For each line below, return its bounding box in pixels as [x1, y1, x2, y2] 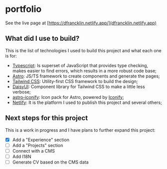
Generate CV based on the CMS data [12, 159, 89, 165]
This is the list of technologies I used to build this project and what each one [5, 47, 162, 53]
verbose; [12, 88, 31, 95]
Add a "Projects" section [12, 142, 63, 148]
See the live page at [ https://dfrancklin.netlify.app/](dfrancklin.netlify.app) [5, 20, 157, 26]
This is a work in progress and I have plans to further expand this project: [5, 127, 156, 133]
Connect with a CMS [12, 148, 55, 154]
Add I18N [12, 153, 31, 160]
